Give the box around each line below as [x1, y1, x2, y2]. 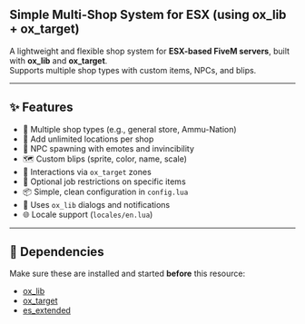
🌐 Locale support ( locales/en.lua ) [22, 209, 153, 220]
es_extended [22, 305, 71, 316]
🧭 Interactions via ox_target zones [22, 166, 152, 177]
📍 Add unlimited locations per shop [22, 133, 154, 144]
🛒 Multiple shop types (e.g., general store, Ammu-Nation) [22, 123, 238, 134]
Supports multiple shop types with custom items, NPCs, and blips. [9, 64, 257, 75]
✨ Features [9, 100, 74, 115]
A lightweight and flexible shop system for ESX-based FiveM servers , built [9, 45, 290, 56]
